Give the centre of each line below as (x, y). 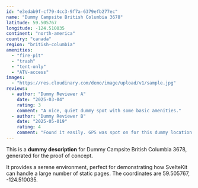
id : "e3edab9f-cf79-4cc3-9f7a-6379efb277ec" (62, 12)
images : (16, 77)
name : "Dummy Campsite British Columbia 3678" (65, 17)
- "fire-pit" (28, 56)
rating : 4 (29, 127)
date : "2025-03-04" (41, 99)
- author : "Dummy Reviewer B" (49, 116)
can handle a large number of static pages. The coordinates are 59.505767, (98, 173)
